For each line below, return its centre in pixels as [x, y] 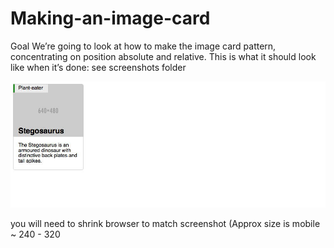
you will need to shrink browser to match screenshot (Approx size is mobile [165, 223]
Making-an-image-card [110, 18]
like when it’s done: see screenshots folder [98, 67]
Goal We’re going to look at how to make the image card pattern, [143, 46]
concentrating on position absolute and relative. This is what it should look [163, 56]
